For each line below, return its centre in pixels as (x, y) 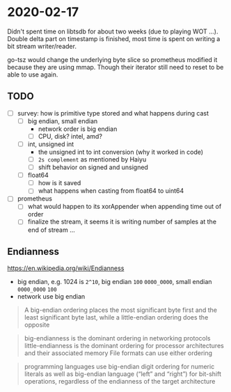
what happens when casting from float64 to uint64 (111, 191)
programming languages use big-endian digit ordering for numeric (119, 367)
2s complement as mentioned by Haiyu (92, 159)
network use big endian (51, 297)
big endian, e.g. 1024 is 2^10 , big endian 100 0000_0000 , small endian (114, 282)
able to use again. (33, 75)
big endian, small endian (63, 121)
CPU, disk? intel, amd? (70, 136)
